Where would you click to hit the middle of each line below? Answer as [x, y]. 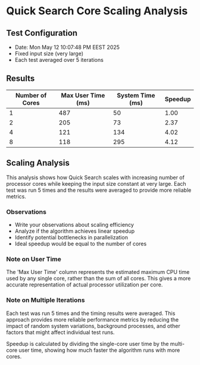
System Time [136, 95]
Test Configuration [42, 33]
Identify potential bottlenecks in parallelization [71, 237]
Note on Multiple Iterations [46, 300]
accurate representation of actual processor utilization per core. [85, 285]
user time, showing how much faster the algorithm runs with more [99, 350]
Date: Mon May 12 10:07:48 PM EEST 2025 [67, 47]
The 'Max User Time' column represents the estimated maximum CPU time [98, 272]
